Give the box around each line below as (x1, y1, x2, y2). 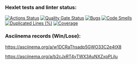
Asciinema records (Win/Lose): (5, 32, 81, 39)
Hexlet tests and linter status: (5, 4, 77, 11)
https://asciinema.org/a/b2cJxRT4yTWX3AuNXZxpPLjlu (5, 53, 118, 59)
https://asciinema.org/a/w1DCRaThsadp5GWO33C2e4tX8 (5, 44, 122, 50)
